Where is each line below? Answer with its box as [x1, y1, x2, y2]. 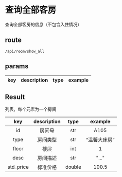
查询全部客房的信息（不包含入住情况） [5, 21, 82, 27]
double [65, 164, 82, 171]
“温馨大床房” [86, 137, 115, 143]
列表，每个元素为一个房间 [5, 106, 56, 112]
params [5, 62, 29, 71]
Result [5, 93, 25, 101]
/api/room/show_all [5, 49, 45, 54]
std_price [7, 164, 29, 171]
